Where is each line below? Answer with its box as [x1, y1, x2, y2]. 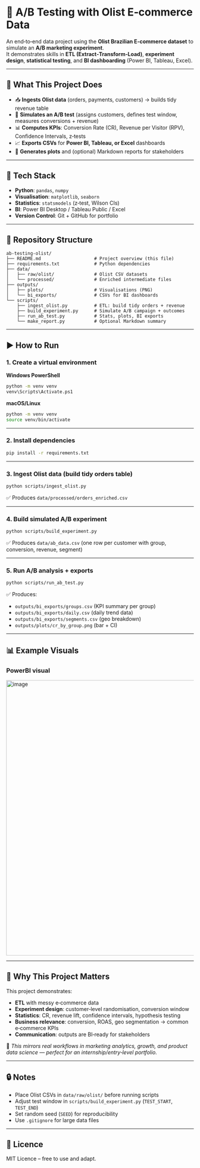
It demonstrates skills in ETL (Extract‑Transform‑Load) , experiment [6, 50, 174, 57]
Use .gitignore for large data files [14, 1116, 99, 1124]
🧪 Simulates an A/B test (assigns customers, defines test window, [14, 110, 177, 118]
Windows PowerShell [6, 372, 61, 379]
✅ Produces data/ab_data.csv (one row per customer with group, [6, 540, 167, 547]
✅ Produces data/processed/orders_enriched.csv [6, 494, 128, 501]
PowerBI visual [6, 666, 51, 674]
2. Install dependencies [6, 436, 76, 445]
